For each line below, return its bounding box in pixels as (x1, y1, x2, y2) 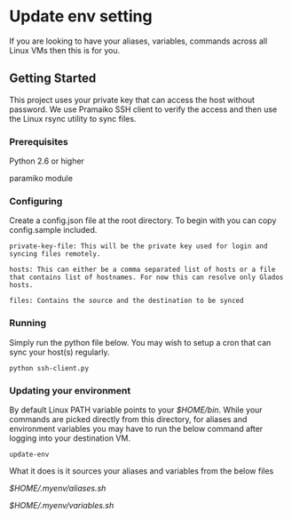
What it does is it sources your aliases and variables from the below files (9, 465, 274, 476)
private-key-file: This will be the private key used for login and (9, 242, 268, 251)
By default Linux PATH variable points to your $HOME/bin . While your (9, 404, 264, 415)
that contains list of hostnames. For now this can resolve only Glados (9, 273, 284, 282)
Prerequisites (9, 135, 68, 148)
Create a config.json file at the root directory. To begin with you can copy (9, 215, 277, 226)
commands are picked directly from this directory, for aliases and (9, 413, 248, 424)
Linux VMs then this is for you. (9, 44, 121, 55)
